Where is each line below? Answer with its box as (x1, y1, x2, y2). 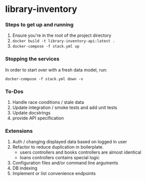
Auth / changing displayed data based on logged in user (12, 139, 128, 145)
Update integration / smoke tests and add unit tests (12, 104, 118, 110)
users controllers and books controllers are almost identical (19, 149, 142, 155)
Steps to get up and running (5, 21, 73, 28)
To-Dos (5, 88, 24, 95)
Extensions (5, 128, 33, 134)
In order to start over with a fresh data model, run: (5, 67, 108, 73)
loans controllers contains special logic (19, 155, 100, 161)
